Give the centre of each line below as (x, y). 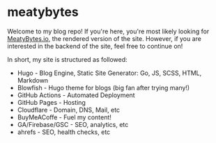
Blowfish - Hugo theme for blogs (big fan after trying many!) (103, 87)
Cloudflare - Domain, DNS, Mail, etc (69, 110)
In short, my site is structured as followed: (67, 59)
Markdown (33, 80)
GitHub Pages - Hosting (51, 102)
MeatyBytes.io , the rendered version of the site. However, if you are (105, 38)
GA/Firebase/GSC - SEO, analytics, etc (73, 124)
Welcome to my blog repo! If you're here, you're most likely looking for (108, 31)
